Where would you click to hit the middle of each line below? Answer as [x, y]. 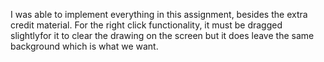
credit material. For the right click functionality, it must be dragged [146, 25]
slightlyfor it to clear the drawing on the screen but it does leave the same [162, 35]
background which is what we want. [84, 46]
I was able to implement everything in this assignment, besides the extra [159, 14]
